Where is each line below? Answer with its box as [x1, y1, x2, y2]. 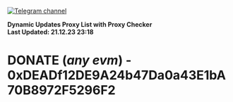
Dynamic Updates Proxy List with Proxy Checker [7, 20, 153, 28]
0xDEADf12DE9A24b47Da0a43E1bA [7, 68, 226, 84]
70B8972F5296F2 [7, 82, 116, 98]
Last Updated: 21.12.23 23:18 [7, 28, 94, 36]
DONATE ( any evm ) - [7, 53, 132, 68]
